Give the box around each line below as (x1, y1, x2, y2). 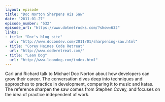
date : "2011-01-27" (5, 16, 45, 21)
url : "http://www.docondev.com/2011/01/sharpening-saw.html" (9, 39, 138, 44)
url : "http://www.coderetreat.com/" (9, 48, 85, 53)
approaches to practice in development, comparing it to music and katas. (5, 81, 154, 87)
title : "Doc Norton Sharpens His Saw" (5, 12, 85, 17)
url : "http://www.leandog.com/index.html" (9, 57, 98, 62)
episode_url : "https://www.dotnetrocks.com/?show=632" (5, 25, 120, 30)
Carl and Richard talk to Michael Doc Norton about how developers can (5, 71, 150, 76)
